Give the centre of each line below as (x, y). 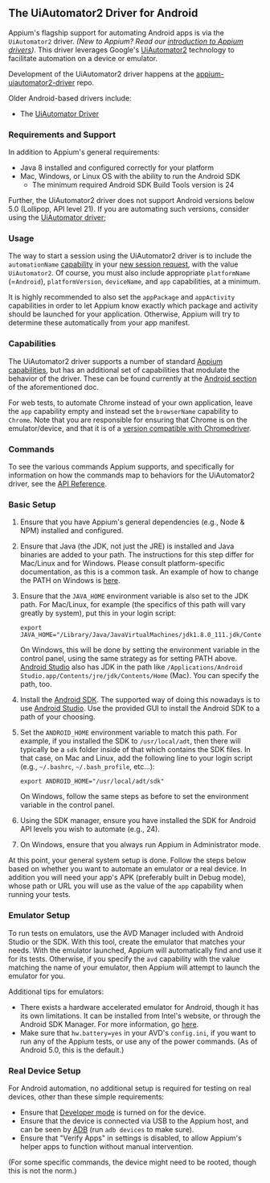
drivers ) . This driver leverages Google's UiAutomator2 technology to (121, 50)
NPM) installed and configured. (72, 531)
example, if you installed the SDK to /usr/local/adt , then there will (130, 741)
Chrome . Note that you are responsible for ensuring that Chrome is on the (128, 420)
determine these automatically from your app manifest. (99, 323)
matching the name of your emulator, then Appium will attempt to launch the (134, 967)
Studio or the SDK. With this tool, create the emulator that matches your (127, 941)
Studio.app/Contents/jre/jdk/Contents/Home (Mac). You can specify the (139, 676)
